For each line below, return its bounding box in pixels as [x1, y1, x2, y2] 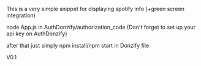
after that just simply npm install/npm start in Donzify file [6, 42, 150, 49]
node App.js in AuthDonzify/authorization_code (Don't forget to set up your [6, 24, 196, 31]
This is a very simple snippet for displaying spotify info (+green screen [6, 5, 185, 12]
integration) [6, 12, 36, 19]
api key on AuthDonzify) [6, 30, 67, 37]
